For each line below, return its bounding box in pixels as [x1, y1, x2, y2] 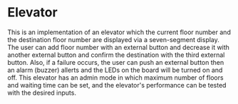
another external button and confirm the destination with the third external [7, 51, 225, 59]
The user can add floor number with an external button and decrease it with [7, 43, 230, 51]
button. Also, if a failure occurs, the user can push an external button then [7, 58, 224, 66]
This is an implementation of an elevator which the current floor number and [7, 28, 232, 36]
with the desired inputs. [7, 88, 77, 97]
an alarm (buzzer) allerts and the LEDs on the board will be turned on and [7, 66, 223, 74]
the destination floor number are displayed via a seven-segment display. [7, 35, 219, 43]
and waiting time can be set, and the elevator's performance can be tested [7, 80, 227, 89]
